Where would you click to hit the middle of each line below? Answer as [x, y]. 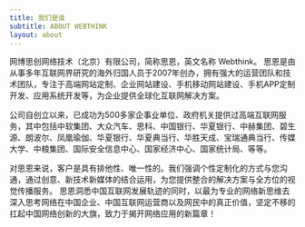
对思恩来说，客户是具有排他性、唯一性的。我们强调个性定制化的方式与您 [144, 168]
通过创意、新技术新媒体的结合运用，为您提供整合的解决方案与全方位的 [156, 180]
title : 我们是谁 [37, 18]
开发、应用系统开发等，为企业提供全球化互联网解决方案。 [117, 95]
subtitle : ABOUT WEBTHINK [58, 26]
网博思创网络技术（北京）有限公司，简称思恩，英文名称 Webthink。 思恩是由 [152, 62]
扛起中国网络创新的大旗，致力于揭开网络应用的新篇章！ [113, 213]
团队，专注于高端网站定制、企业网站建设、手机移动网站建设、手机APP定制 [156, 84]
